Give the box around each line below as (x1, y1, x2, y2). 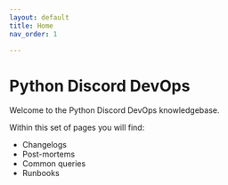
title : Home (9, 21, 53, 30)
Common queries (21, 158, 86, 169)
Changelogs (21, 140, 67, 150)
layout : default (9, 12, 69, 22)
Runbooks (21, 168, 60, 179)
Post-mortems (21, 149, 76, 160)
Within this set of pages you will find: (9, 122, 145, 133)
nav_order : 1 (9, 29, 58, 38)
